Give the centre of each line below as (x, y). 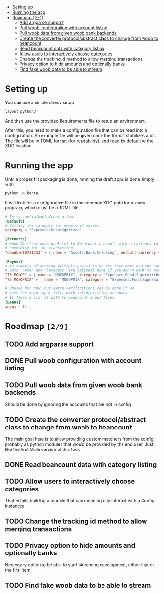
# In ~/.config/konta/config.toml (40, 217)
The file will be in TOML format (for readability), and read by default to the (79, 141)
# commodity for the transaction (39, 248)
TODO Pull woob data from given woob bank (74, 385)
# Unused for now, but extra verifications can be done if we (70, 288)
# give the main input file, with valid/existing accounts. (68, 293)
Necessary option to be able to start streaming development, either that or (80, 565)
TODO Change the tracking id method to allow (76, 521)
